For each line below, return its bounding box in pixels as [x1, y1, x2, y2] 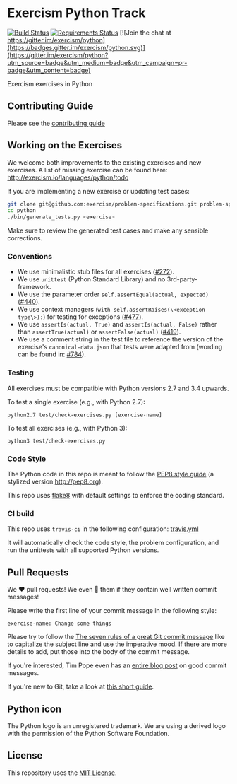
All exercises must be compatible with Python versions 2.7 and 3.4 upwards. [7, 384, 229, 392]
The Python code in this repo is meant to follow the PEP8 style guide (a [7, 470, 214, 479]
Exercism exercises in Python [7, 79, 93, 88]
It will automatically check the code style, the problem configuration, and [7, 539, 219, 547]
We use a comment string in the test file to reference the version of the [17, 335, 224, 344]
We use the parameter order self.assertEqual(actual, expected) [17, 290, 209, 298]
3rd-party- [166, 275, 198, 283]
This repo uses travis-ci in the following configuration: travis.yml [7, 525, 199, 533]
